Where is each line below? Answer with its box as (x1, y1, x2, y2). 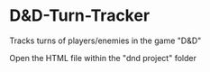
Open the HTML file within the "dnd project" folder (9, 52, 196, 63)
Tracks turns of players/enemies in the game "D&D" (9, 35, 202, 46)
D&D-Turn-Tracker (9, 5, 151, 26)
